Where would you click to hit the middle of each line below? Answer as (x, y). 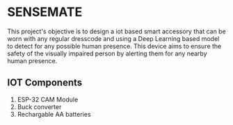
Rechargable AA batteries (54, 114)
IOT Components (45, 83)
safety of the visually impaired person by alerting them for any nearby (107, 53)
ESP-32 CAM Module (48, 99)
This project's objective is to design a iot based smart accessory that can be (116, 31)
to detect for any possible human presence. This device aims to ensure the (114, 46)
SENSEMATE (45, 12)
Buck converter (39, 107)
